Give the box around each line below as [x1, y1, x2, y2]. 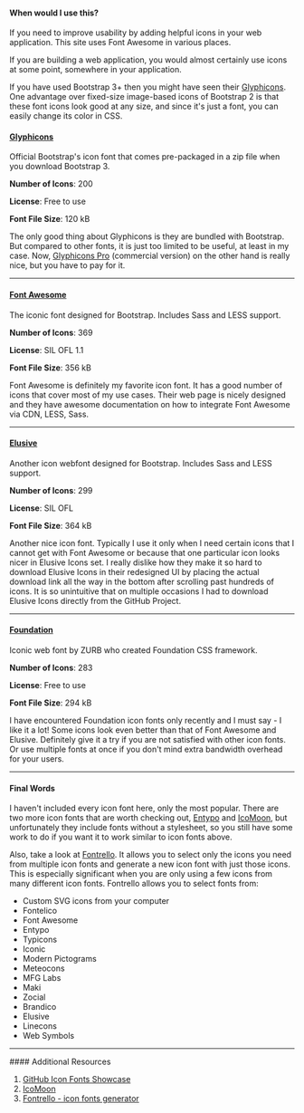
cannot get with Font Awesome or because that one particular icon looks [9, 547, 280, 558]
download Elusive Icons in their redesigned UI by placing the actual [9, 566, 260, 577]
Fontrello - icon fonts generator [22, 1093, 140, 1104]
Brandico [22, 1002, 57, 1012]
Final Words [9, 782, 56, 793]
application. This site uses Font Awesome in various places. [9, 37, 232, 48]
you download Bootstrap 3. [9, 161, 110, 172]
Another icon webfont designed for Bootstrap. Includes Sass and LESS [9, 457, 273, 468]
